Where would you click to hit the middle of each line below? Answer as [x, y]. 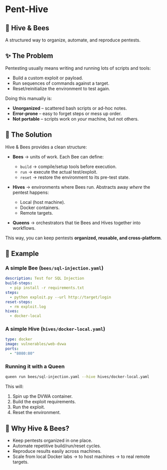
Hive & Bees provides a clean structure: [46, 147]
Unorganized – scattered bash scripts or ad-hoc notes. [70, 108]
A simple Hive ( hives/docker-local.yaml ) [55, 329]
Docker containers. [40, 207]
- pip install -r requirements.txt [47, 288]
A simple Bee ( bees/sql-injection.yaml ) [55, 268]
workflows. [24, 228]
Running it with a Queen [35, 366]
